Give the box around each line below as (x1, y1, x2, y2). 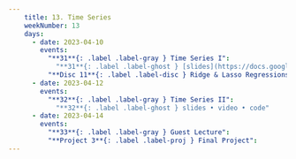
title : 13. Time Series (24, 12, 112, 22)
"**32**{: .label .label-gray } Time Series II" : (47, 95, 235, 104)
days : (24, 29, 45, 38)
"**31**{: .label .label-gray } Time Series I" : (47, 54, 231, 63)
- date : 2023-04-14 (31, 111, 103, 120)
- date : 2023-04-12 (31, 79, 103, 87)
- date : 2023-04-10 (31, 37, 103, 47)
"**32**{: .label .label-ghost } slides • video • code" (55, 103, 270, 112)
